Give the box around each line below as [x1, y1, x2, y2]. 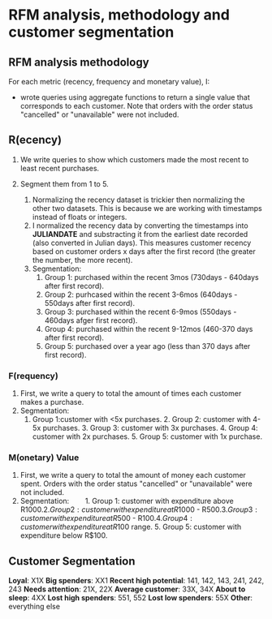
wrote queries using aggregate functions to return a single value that [19, 92, 250, 102]
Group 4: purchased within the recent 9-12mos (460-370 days [44, 324, 253, 333]
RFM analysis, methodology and [8, 6, 230, 24]
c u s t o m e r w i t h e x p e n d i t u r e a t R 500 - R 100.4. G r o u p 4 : [19, 514, 192, 523]
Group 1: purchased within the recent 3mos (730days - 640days [44, 272, 259, 282]
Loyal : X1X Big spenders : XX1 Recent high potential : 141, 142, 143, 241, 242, [8, 576, 265, 586]
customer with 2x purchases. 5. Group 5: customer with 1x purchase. [32, 432, 262, 441]
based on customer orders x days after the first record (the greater [32, 246, 256, 256]
